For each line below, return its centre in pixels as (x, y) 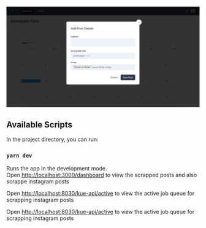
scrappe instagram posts (38, 181)
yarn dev (19, 156)
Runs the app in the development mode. (57, 169)
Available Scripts (39, 125)
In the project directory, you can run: (52, 139)
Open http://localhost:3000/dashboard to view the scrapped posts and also (102, 175)
